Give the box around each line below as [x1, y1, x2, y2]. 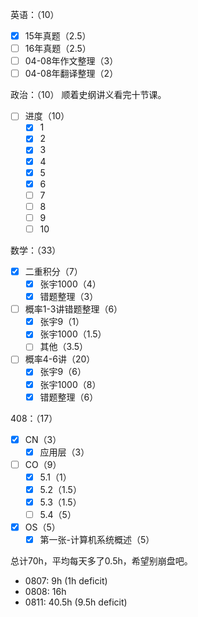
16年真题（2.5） [24, 43, 92, 55]
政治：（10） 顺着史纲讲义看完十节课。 [10, 89, 167, 101]
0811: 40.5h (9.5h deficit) [24, 596, 128, 608]
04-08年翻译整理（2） [24, 68, 119, 80]
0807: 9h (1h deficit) [24, 575, 108, 587]
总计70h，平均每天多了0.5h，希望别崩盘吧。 [10, 555, 193, 567]
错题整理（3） [39, 291, 99, 303]
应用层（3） [39, 446, 90, 458]
